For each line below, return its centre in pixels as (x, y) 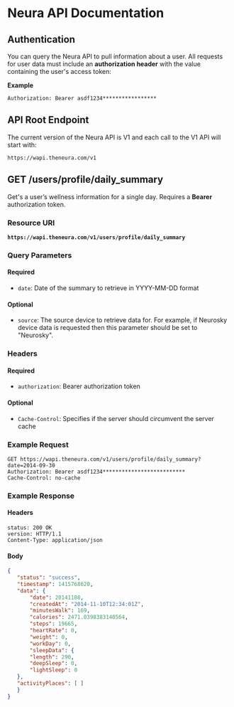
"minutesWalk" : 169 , (60, 611)
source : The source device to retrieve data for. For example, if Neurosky (122, 320)
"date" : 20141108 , (56, 597)
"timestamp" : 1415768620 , (55, 584)
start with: (22, 144)
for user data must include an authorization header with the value (104, 64)
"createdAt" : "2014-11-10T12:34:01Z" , (87, 604)
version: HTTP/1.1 (34, 534)
